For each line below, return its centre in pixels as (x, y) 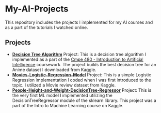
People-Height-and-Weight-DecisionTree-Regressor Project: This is (82, 90)
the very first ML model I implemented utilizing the (62, 95)
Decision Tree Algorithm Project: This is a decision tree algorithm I (79, 54)
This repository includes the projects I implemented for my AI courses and (79, 22)
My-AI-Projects (37, 9)
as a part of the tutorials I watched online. (47, 27)
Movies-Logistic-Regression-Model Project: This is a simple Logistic (82, 75)
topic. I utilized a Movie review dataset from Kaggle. (64, 85)
